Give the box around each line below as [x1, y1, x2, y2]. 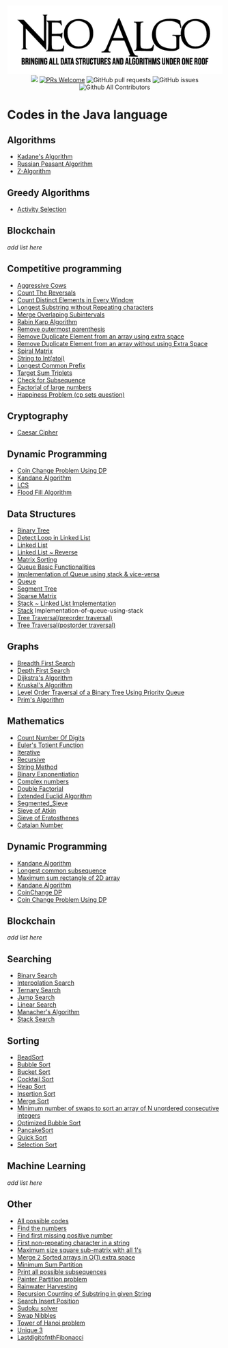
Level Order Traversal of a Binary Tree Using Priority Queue [16, 688, 185, 696]
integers [16, 1111, 41, 1119]
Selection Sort [16, 1140, 57, 1149]
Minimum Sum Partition [16, 1260, 83, 1269]
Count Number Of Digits [16, 733, 85, 742]
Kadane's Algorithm [16, 153, 73, 161]
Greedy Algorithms [7, 187, 90, 199]
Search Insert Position [16, 1297, 80, 1305]
